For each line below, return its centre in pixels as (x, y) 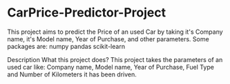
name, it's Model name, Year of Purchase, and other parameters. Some (108, 39)
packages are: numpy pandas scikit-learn (66, 46)
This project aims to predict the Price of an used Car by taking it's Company (115, 32)
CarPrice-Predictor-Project (87, 13)
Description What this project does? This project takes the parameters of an (115, 59)
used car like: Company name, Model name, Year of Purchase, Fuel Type (111, 67)
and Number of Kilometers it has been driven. (72, 74)
